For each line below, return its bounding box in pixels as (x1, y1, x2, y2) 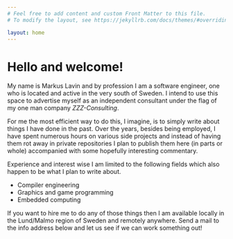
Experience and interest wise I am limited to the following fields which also (7, 160, 220, 168)
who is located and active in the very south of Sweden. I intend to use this (7, 89, 218, 98)
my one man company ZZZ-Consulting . (7, 104, 119, 112)
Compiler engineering (17, 181, 80, 189)
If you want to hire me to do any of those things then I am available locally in (7, 209, 225, 218)
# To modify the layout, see (7, 17, 92, 24)
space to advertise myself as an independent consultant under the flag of (7, 96, 217, 105)
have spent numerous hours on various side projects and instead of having (7, 132, 221, 141)
